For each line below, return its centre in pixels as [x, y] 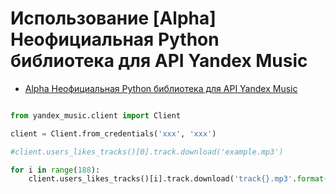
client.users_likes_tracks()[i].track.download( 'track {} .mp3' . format [176, 179]
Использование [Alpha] [113, 18]
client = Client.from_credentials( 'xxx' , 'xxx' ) [113, 133]
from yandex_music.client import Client [96, 115]
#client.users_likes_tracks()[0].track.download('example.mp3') [147, 152]
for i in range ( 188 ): [55, 170]
